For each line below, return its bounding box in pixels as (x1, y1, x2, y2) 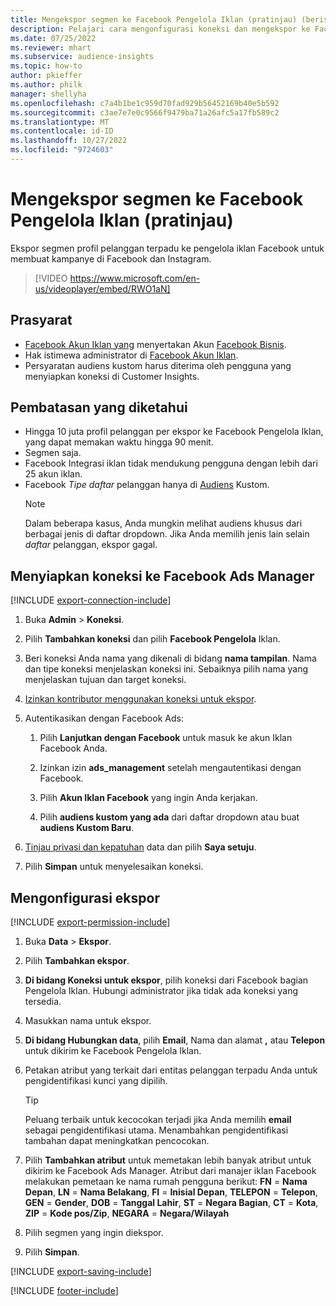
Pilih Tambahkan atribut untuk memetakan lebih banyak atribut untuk (24, 1154, 312, 1166)
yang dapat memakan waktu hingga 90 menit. (24, 436, 214, 448)
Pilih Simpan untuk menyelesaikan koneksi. (24, 861, 204, 873)
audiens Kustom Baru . (39, 822, 134, 834)
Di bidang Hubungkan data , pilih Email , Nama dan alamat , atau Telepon (24, 1034, 326, 1046)
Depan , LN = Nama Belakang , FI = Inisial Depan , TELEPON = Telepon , (24, 1186, 318, 1198)
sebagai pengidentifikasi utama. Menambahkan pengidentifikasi (24, 1124, 289, 1136)
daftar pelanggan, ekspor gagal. (24, 539, 158, 551)
